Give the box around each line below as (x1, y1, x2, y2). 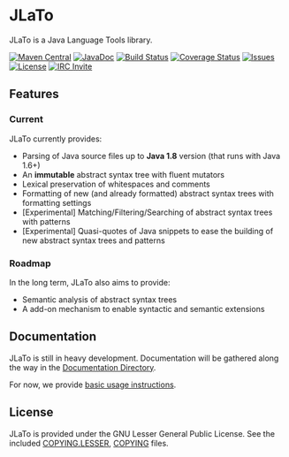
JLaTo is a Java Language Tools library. (9, 34, 153, 45)
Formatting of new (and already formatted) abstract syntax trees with (21, 187, 274, 199)
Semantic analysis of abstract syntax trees (21, 293, 178, 305)
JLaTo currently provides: (9, 133, 103, 144)
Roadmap (9, 257, 51, 270)
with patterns (21, 216, 71, 226)
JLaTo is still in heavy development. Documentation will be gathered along (9, 353, 279, 363)
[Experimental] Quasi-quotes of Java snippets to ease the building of (21, 225, 274, 236)
